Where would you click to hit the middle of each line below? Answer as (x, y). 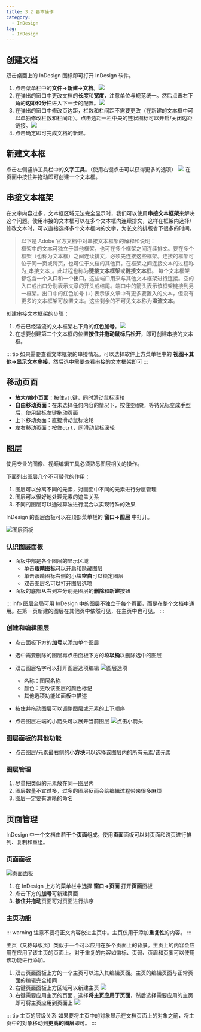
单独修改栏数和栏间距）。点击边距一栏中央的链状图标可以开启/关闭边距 (106, 118)
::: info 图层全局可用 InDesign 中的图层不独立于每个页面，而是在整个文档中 (98, 603)
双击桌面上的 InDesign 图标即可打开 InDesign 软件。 (70, 75)
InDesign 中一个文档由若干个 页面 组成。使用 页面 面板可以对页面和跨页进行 (96, 835)
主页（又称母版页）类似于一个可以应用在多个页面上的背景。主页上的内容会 (98, 945)
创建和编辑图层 (28, 628)
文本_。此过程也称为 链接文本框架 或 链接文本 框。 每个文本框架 (115, 271)
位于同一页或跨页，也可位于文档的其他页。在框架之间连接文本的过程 (105, 263)
